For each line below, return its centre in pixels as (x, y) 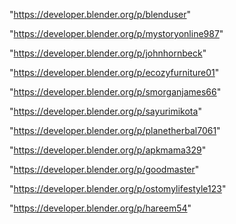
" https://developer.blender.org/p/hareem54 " (100, 208)
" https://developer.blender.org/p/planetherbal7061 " (115, 130)
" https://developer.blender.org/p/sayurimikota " (105, 111)
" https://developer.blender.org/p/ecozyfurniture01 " (114, 72)
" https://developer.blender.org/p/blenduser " (100, 14)
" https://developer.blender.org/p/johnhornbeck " (108, 53)
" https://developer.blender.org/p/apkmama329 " (108, 150)
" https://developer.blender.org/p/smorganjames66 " (115, 92)
